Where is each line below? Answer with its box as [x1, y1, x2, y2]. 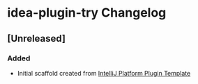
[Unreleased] [7, 33, 66, 44]
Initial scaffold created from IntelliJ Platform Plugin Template [17, 69, 191, 77]
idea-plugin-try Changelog [7, 5, 167, 21]
